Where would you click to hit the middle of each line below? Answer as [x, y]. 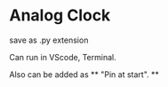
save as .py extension [49, 40]
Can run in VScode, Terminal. [63, 57]
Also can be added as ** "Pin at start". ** [84, 74]
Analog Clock [60, 16]
